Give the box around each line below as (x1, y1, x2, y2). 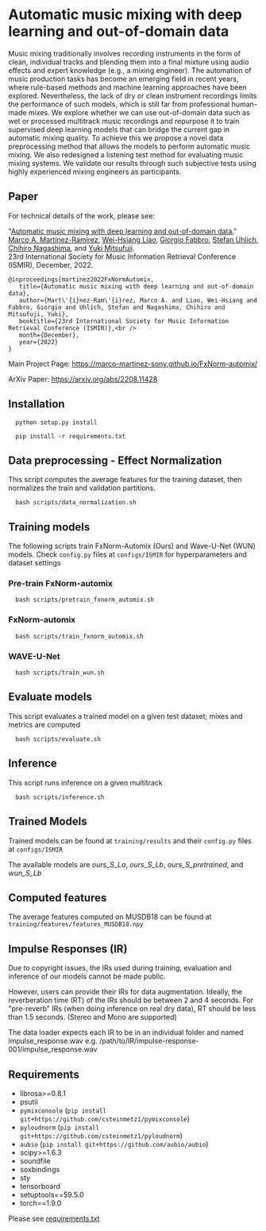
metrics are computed (8, 720, 81, 729)
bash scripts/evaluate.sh (15, 735, 102, 743)
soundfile (19, 1156, 51, 1165)
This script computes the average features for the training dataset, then (8, 475, 242, 484)
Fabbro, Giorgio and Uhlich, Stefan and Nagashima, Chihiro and (8, 303, 226, 311)
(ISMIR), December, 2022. (8, 260, 94, 269)
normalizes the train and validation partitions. (8, 483, 156, 493)
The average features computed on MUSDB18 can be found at (8, 912, 212, 922)
